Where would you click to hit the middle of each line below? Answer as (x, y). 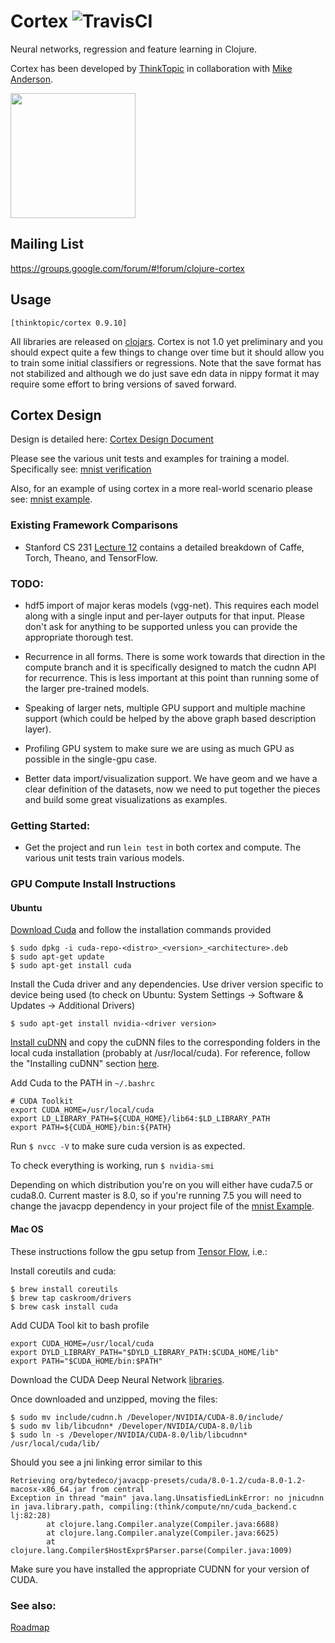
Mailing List (47, 244)
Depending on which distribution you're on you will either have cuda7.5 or (162, 1185)
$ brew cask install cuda (64, 1306)
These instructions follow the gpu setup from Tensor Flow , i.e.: (139, 1251)
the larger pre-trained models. (87, 688)
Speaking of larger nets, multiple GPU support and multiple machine (165, 707)
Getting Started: (50, 825)
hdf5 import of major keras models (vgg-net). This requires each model (171, 605)
